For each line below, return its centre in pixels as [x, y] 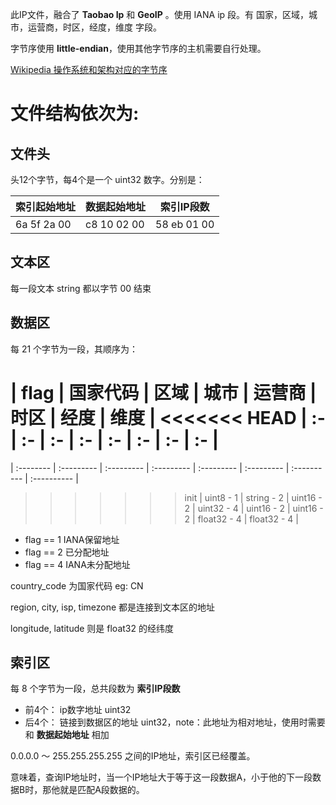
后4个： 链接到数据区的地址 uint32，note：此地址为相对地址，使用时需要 [175, 722]
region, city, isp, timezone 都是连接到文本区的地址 [113, 607]
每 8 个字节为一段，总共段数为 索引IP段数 [95, 689]
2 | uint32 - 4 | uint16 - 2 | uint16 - [254, 508]
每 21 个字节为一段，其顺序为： [74, 349]
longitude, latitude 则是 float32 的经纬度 [92, 628]
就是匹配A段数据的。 [102, 790]
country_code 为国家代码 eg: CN [77, 585]
